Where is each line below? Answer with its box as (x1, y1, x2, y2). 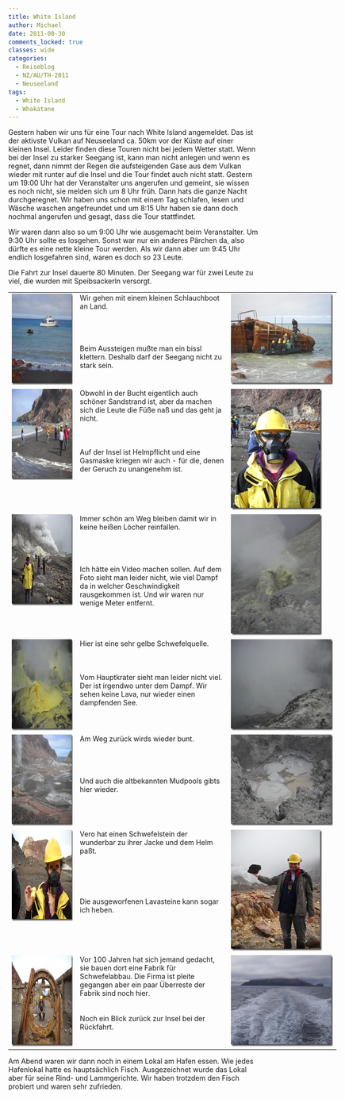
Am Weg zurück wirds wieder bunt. (79, 734, 194, 744)
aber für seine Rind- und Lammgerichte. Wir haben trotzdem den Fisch (8, 1074, 240, 1082)
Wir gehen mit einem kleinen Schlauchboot (79, 294, 220, 302)
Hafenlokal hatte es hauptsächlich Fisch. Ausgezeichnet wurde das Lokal (8, 1065, 247, 1074)
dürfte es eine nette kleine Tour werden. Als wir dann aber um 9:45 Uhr (8, 244, 241, 254)
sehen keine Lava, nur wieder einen (79, 689, 196, 698)
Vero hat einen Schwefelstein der (79, 829, 188, 839)
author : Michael (8, 21, 62, 29)
